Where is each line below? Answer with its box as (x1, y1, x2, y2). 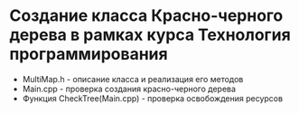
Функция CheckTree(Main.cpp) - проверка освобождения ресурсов (22, 92, 283, 104)
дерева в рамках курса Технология (9, 24, 291, 45)
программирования (9, 44, 169, 64)
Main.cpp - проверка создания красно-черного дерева (22, 83, 237, 94)
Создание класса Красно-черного (9, 5, 284, 26)
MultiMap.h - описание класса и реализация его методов (22, 73, 244, 84)
